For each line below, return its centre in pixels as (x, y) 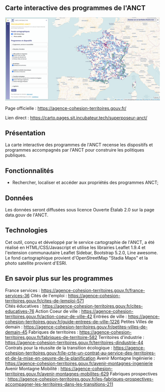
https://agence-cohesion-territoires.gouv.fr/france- (93, 290)
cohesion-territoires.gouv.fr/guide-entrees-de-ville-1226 (62, 321)
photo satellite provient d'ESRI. (36, 263)
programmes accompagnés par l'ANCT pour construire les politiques (75, 150)
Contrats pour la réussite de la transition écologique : (59, 347)
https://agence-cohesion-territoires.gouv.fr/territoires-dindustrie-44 (74, 342)
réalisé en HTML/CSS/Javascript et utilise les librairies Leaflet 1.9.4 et (75, 247)
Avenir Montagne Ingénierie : (126, 358)
